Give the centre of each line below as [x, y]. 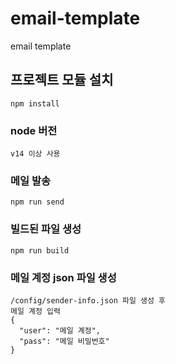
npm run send [37, 202]
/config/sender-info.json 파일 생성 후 [88, 300]
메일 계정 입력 [35, 311]
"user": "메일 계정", [60, 330]
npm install [35, 103]
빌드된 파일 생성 [46, 229]
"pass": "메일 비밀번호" [64, 341]
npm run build [40, 250]
